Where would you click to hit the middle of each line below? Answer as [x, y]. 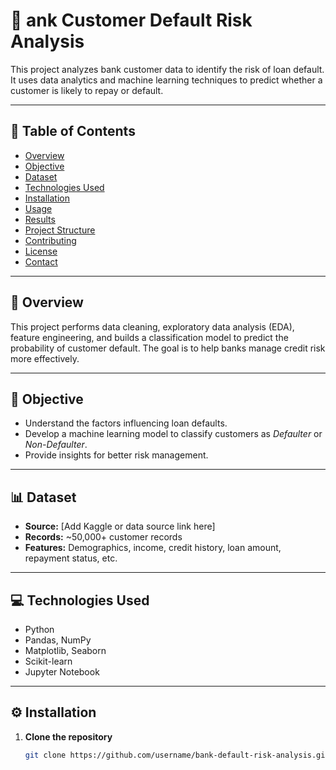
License [41, 251]
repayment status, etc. [71, 558]
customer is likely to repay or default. [87, 90]
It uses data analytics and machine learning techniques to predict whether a [166, 80]
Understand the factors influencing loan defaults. [126, 423]
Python [39, 629]
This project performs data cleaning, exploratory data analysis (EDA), [152, 326]
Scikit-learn [48, 661]
